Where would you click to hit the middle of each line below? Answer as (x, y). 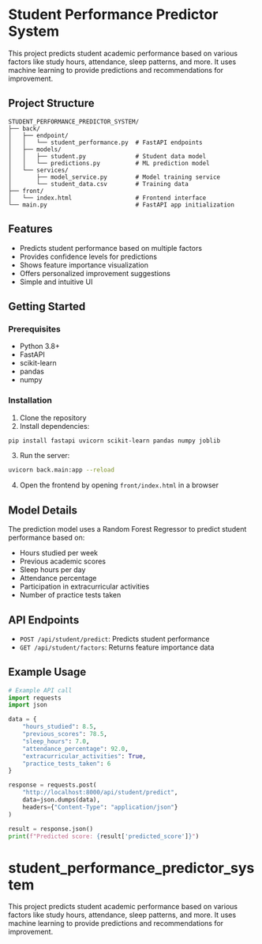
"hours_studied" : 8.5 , (60, 727)
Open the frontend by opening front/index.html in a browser (119, 485)
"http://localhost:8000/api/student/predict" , (100, 793)
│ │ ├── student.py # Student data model (107, 156)
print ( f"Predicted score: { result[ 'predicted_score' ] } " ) (104, 836)
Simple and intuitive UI (56, 282)
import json (28, 705)
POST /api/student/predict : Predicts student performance (114, 639)
